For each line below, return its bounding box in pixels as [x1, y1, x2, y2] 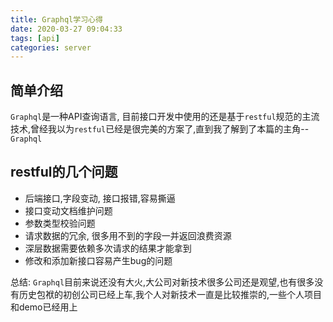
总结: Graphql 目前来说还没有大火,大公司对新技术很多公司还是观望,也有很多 [10, 276, 315, 288]
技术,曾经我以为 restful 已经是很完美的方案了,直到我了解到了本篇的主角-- [10, 123, 310, 135]
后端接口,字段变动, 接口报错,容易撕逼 [24, 192, 176, 204]
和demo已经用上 [10, 301, 78, 313]
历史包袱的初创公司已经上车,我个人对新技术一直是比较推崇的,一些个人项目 [18, 288, 323, 300]
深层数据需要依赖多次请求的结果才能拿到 [24, 242, 192, 254]
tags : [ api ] [10, 33, 60, 43]
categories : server [10, 42, 92, 53]
